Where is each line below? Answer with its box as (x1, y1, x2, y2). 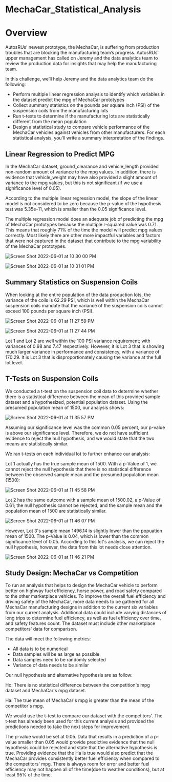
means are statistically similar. (5, 440, 69, 447)
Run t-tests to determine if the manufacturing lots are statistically (12, 113, 150, 119)
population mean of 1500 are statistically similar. (5, 507, 107, 514)
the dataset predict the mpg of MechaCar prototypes (12, 96, 124, 103)
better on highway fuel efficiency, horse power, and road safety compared (5, 588, 162, 594)
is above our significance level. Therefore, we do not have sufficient (5, 429, 148, 436)
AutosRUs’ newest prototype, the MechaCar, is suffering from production (5, 44, 160, 50)
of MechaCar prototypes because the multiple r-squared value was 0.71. (5, 221, 158, 227)
